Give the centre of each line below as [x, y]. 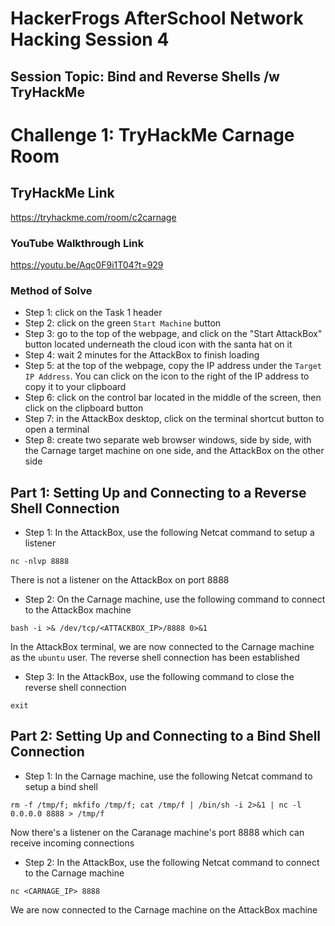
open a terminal [57, 429]
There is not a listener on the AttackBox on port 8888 [120, 579]
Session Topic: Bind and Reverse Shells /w [145, 76]
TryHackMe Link [62, 193]
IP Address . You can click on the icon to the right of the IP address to [167, 376]
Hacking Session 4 [90, 39]
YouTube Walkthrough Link [77, 243]
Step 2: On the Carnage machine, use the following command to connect [175, 599]
